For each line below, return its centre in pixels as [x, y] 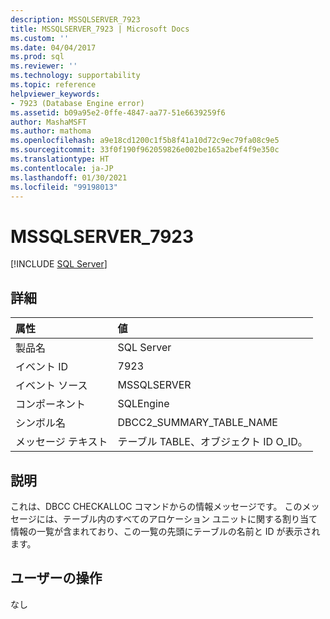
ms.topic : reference [53, 85]
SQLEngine [143, 404]
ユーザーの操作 [56, 578]
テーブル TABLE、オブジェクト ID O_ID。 [212, 442]
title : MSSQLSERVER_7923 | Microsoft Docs [100, 29]
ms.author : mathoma [51, 131]
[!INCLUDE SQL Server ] [59, 264]
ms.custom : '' [40, 38]
